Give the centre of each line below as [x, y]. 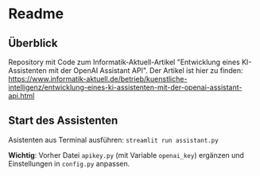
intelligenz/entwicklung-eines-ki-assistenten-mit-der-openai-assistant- [125, 87]
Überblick [33, 43]
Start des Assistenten [63, 121]
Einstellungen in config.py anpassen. [69, 163]
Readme [36, 14]
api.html [21, 96]
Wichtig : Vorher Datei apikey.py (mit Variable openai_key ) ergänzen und [126, 155]
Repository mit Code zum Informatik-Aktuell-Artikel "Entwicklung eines [124, 62]
